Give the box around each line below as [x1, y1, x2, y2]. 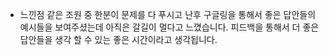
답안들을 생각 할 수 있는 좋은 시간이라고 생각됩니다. [19, 34, 218, 45]
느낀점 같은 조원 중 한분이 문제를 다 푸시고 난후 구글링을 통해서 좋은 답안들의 [19, 9, 317, 20]
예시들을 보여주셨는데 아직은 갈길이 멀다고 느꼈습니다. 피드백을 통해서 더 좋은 [19, 21, 320, 33]
